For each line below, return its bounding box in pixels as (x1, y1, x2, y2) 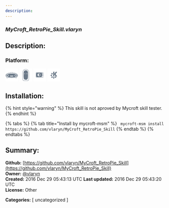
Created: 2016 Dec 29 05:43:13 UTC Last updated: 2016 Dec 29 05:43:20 (5, 176, 162, 182)
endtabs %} (5, 131, 31, 137)
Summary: (5, 146, 39, 155)
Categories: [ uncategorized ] (5, 197, 68, 203)
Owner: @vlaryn (5, 170, 40, 176)
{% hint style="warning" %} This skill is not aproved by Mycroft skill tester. (5, 105, 162, 111)
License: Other (5, 187, 37, 193)
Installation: (5, 91, 44, 100)
